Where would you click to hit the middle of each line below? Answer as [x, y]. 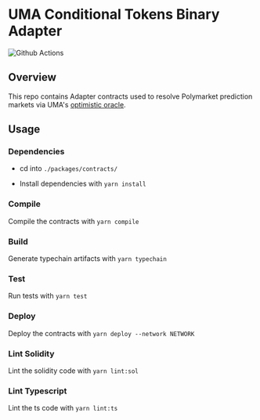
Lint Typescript [38, 391]
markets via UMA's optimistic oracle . [67, 104]
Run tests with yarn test [48, 296]
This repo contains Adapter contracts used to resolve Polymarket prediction [130, 96]
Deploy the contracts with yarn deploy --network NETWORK [101, 333]
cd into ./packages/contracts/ [69, 168]
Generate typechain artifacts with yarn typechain [87, 259]
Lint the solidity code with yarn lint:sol [74, 371]
